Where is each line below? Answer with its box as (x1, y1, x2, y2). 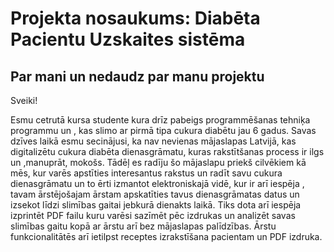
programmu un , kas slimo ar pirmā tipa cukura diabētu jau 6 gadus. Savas (10, 125, 317, 136)
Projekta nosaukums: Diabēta (10, 7, 261, 30)
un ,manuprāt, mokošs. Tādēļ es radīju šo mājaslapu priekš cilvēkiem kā (10, 157, 307, 168)
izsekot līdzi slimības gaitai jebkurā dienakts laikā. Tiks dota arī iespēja (10, 199, 302, 211)
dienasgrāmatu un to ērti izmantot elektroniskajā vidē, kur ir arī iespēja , (10, 178, 305, 189)
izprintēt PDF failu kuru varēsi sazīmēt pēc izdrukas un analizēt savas (10, 210, 296, 221)
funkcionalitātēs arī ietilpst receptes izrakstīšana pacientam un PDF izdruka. (10, 231, 323, 242)
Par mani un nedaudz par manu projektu (10, 68, 265, 85)
